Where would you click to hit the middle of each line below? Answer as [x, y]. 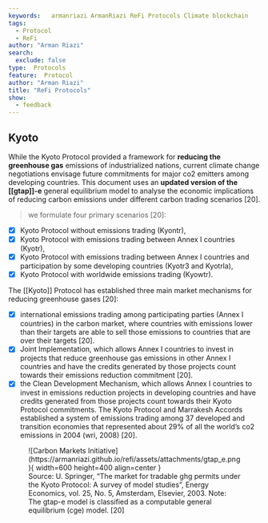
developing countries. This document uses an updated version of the [123, 182]
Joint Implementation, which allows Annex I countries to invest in [126, 349]
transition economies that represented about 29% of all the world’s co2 [137, 427]
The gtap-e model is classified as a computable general [120, 502]
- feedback [34, 105]
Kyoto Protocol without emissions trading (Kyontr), [103, 230]
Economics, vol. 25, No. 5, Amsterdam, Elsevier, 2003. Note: [127, 493]
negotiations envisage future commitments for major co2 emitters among [129, 174]
